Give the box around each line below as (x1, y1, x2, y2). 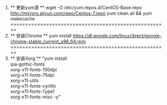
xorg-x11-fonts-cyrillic (10, 83, 57, 89)
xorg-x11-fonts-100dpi (10, 67, 57, 73)
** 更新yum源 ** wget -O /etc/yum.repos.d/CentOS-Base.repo (10, 5, 142, 10)
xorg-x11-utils (10, 77, 39, 83)
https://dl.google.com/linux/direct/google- (72, 33, 162, 38)
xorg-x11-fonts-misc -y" (10, 94, 61, 100)
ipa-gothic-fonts (10, 61, 45, 67)
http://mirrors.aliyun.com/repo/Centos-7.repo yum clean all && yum (10, 10, 152, 16)
